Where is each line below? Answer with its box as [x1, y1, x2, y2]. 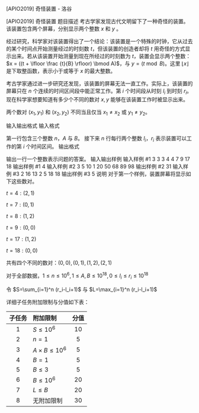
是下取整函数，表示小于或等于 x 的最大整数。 [6, 68, 116, 74]
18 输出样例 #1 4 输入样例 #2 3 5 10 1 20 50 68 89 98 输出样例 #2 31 [6, 163, 172, 170]
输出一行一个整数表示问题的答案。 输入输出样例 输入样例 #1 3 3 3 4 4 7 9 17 [6, 156, 191, 163]
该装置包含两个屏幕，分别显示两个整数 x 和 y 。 [6, 25, 122, 32]
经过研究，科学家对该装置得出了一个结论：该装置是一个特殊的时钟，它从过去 [6, 38, 193, 44]
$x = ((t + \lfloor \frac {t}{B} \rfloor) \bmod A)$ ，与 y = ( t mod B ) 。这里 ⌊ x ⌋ [6, 60, 189, 67]
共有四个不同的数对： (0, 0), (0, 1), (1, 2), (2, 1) [6, 260, 113, 267]
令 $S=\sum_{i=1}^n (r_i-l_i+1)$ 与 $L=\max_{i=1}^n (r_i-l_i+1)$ [6, 286, 158, 293]
